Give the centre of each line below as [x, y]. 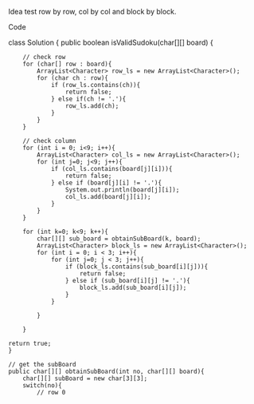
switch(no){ [42, 386]
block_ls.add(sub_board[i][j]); [133, 287]
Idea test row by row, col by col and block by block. [92, 12]
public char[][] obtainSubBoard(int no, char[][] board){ [106, 371]
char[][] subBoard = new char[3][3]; [85, 378]
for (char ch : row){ [73, 78]
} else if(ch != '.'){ [88, 99]
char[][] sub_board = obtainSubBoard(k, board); [119, 239]
